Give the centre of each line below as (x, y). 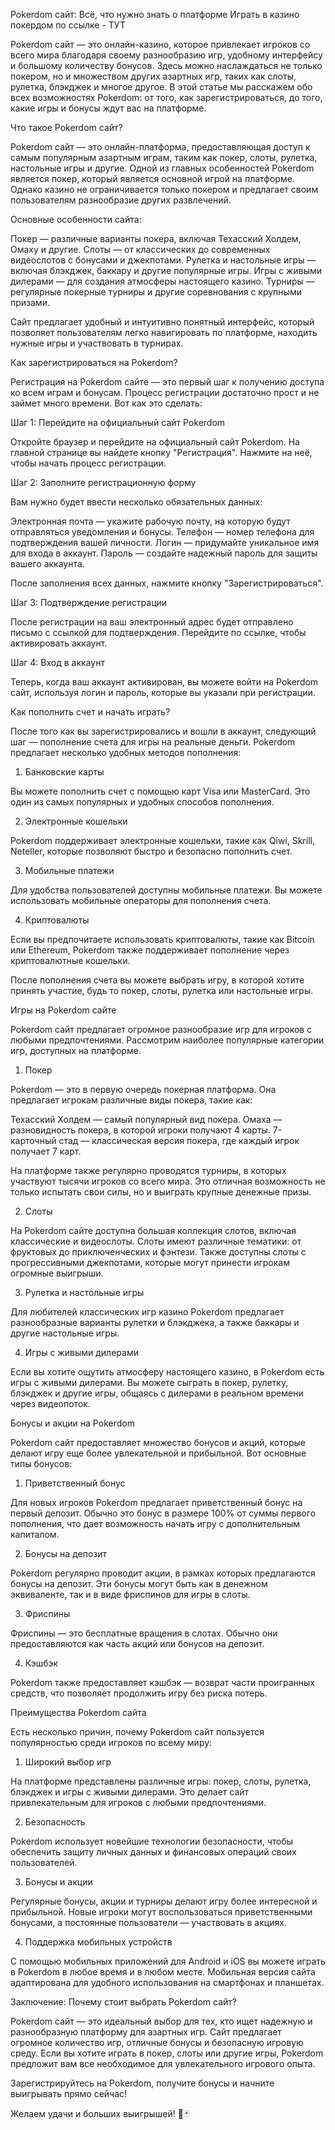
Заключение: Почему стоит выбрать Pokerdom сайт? (123, 2002)
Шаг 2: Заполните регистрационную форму (103, 482)
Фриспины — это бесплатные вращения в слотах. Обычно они (144, 1633)
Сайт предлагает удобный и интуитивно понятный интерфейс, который (162, 322)
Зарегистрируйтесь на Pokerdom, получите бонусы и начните (142, 2083)
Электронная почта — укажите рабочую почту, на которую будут (150, 521)
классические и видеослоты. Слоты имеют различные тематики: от (156, 1241)
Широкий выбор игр (68, 1762)
